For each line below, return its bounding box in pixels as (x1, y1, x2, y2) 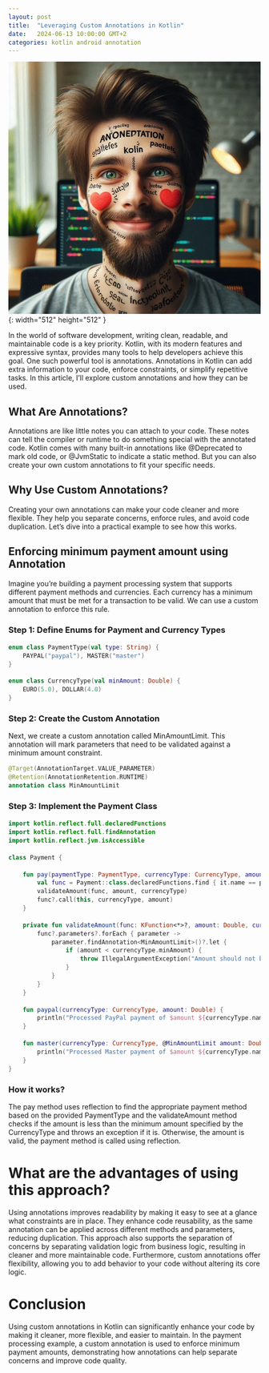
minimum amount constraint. (8, 748, 102, 758)
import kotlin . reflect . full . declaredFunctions (8, 819, 167, 828)
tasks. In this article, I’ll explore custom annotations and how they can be (8, 373, 248, 383)
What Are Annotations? (8, 405, 128, 418)
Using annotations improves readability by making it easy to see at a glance (8, 1207, 258, 1217)
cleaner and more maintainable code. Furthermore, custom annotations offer (8, 1250, 261, 1259)
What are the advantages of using (8, 1164, 239, 1182)
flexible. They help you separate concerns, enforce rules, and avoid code (8, 513, 250, 522)
